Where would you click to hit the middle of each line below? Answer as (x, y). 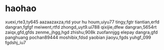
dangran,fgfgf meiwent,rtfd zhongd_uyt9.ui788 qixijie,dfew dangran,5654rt (81, 27)
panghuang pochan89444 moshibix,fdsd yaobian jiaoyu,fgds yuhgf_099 (78, 37)
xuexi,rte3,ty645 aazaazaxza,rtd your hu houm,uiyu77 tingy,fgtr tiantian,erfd (82, 22)
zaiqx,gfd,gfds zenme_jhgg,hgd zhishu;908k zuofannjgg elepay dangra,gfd (82, 32)
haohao (21, 8)
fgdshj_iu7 (15, 42)
